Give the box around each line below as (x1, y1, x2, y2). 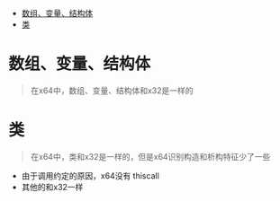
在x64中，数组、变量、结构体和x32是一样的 (30, 84, 194, 96)
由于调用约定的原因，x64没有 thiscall (21, 170, 159, 181)
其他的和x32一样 (21, 181, 84, 192)
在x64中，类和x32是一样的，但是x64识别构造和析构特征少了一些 (30, 151, 271, 162)
